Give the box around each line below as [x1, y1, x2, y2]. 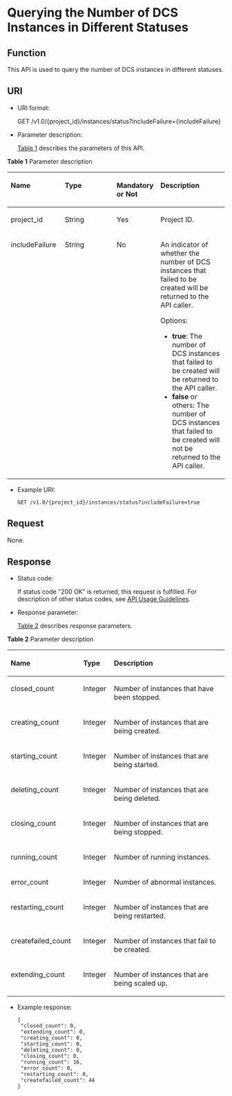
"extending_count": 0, [20, 1028, 86, 1036]
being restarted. [113, 911, 166, 920]
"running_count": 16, [20, 1059, 83, 1066]
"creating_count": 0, [20, 1034, 83, 1041]
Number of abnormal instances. [113, 878, 217, 887]
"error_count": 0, [20, 1065, 74, 1072]
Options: [159, 316, 188, 325]
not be [172, 444, 193, 453]
